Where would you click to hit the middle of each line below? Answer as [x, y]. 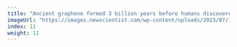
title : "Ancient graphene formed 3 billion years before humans [104, 13]
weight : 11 [23, 33]
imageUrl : [22, 20]
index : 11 [22, 26]
